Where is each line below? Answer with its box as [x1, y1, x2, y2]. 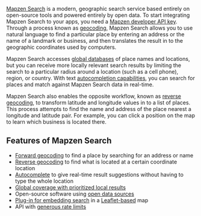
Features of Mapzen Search [6, 136, 112, 146]
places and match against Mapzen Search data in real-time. [6, 81, 154, 88]
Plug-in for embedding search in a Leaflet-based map [14, 196, 149, 204]
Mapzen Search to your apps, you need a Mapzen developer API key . [6, 18, 178, 25]
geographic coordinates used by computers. [6, 43, 117, 51]
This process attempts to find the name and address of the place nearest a [6, 106, 191, 112]
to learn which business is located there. [6, 118, 107, 125]
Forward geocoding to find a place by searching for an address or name [14, 151, 194, 159]
